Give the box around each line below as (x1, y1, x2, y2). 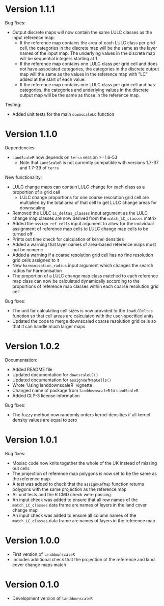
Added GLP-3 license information (12, 393, 80, 399)
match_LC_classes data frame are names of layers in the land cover (12, 502, 147, 508)
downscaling (19, 204, 46, 210)
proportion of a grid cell (12, 189, 60, 195)
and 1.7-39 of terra (19, 165, 59, 170)
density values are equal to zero (12, 417, 78, 423)
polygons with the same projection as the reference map (12, 486, 127, 492)
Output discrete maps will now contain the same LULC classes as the (12, 29, 152, 35)
